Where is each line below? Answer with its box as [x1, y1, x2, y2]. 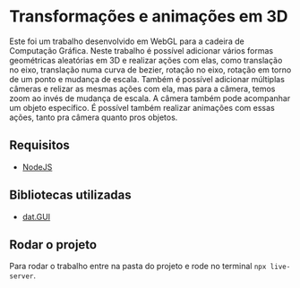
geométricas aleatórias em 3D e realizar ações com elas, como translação [9, 55, 283, 65]
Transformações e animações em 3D [9, 6, 288, 27]
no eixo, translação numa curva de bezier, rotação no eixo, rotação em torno [9, 64, 292, 75]
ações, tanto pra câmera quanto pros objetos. [9, 112, 178, 123]
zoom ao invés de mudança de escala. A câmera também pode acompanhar [9, 92, 291, 104]
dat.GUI [21, 211, 51, 222]
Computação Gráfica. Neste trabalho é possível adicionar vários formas [9, 45, 274, 55]
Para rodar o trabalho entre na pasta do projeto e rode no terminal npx [9, 261, 267, 272]
